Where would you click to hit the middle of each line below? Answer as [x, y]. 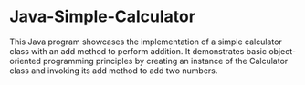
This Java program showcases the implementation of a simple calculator [146, 42]
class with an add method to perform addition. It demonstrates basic [138, 51]
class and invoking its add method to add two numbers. [114, 71]
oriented [25, 61]
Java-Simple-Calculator [103, 17]
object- [283, 51]
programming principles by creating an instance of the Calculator [165, 61]
